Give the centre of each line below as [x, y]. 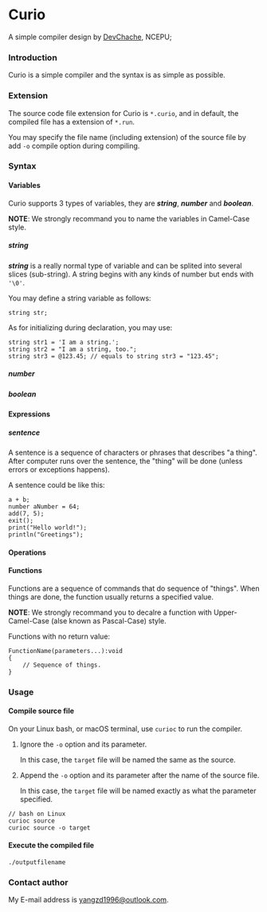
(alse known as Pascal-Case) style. [109, 620]
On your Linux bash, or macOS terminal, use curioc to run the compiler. [126, 728]
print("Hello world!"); [48, 528]
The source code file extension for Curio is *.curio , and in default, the [124, 113]
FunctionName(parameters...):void [66, 651]
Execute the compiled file [51, 846]
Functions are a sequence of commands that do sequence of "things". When [134, 588]
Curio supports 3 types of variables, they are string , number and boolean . [131, 203]
